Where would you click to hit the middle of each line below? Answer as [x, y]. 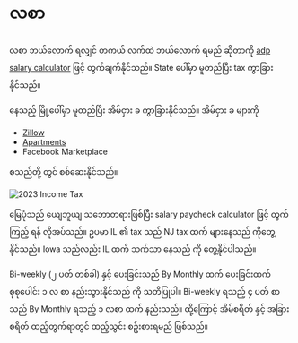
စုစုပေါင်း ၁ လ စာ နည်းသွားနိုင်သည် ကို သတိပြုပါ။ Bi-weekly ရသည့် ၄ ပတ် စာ [145, 291]
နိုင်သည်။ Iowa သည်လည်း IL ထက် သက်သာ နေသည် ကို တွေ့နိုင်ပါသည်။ [133, 249]
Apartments [44, 141]
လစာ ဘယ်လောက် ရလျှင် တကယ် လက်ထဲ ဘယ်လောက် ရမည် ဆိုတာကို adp [140, 50]
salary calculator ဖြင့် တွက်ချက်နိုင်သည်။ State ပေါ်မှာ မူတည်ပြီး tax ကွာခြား [141, 67]
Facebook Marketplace [65, 151]
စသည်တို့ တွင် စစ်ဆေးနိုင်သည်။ [64, 171]
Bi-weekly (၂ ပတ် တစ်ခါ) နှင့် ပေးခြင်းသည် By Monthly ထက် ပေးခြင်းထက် [140, 274]
